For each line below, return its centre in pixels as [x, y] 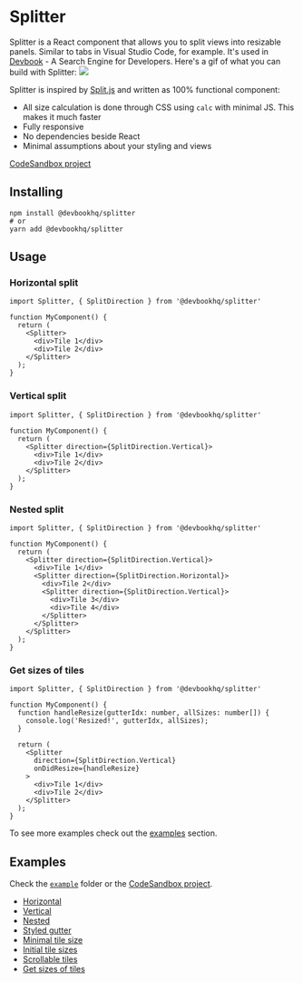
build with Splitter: [43, 72]
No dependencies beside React [81, 136]
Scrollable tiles [50, 959]
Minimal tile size [53, 940]
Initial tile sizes [50, 950]
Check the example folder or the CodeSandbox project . [111, 884]
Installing [36, 192]
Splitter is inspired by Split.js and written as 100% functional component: [145, 89]
